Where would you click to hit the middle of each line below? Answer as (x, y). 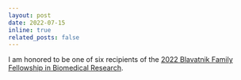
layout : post (30, 15)
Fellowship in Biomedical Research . (66, 68)
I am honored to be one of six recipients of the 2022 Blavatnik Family (121, 60)
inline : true (30, 30)
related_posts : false (44, 37)
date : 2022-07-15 (37, 23)
